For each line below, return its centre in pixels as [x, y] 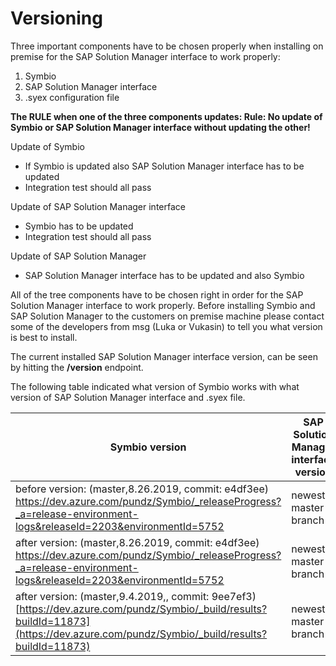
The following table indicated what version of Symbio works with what [155, 386]
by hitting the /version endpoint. [77, 367]
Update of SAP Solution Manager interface [98, 206]
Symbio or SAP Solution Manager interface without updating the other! [160, 127]
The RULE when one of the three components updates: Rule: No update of [166, 116]
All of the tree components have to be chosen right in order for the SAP [157, 294]
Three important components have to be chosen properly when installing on [167, 46]
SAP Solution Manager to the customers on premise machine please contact [167, 316]
